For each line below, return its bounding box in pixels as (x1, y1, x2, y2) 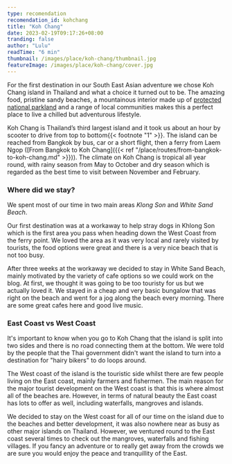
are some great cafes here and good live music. (7, 301, 143, 309)
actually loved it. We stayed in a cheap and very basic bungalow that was (7, 286, 216, 294)
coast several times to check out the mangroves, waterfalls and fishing (7, 434, 209, 443)
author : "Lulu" (7, 42, 51, 49)
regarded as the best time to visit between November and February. (7, 168, 201, 176)
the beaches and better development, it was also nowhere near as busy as (7, 420, 220, 428)
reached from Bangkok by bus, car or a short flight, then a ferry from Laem (7, 138, 221, 146)
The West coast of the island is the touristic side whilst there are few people (7, 370, 224, 378)
